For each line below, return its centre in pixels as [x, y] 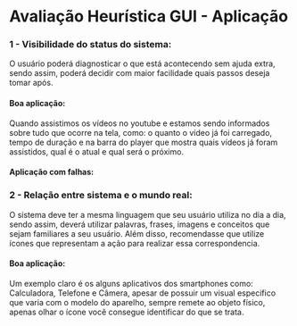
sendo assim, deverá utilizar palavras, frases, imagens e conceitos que [140, 224]
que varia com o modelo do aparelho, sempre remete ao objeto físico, [137, 302]
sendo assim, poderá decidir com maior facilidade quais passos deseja [140, 73]
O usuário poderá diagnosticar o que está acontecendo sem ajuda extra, [142, 63]
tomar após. [31, 83]
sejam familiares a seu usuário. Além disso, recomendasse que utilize [137, 233]
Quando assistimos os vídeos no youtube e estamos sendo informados [140, 123]
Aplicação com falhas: [52, 172]
